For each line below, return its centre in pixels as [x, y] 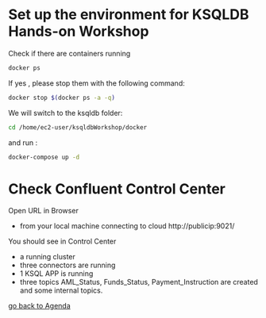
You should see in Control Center [62, 241]
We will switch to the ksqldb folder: [66, 113]
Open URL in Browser [44, 211]
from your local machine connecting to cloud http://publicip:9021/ [127, 226]
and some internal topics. [61, 290]
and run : [23, 142]
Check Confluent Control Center [117, 189]
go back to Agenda [39, 306]
